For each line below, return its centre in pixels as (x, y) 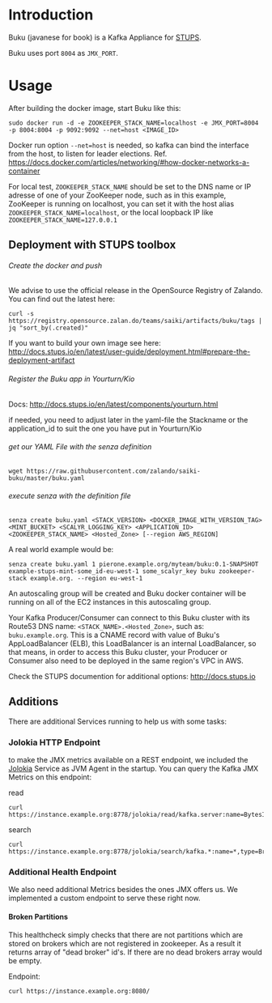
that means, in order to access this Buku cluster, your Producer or (118, 652)
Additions (34, 702)
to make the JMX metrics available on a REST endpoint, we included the (128, 760)
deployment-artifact (42, 360)
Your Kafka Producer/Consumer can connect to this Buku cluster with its (129, 618)
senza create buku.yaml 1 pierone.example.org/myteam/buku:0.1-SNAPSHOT (134, 564)
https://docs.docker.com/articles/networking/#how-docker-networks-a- (129, 162)
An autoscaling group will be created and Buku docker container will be (127, 593)
